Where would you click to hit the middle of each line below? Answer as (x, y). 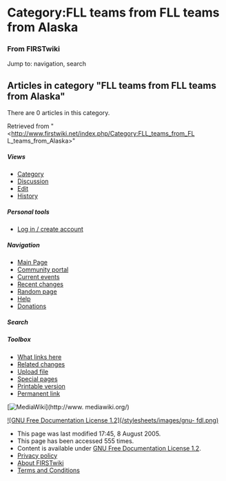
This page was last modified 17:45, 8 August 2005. (89, 433)
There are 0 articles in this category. (59, 113)
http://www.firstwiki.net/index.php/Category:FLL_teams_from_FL (103, 134)
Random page (37, 291)
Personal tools (28, 212)
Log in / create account (50, 229)
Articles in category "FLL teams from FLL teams (112, 85)
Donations (32, 306)
